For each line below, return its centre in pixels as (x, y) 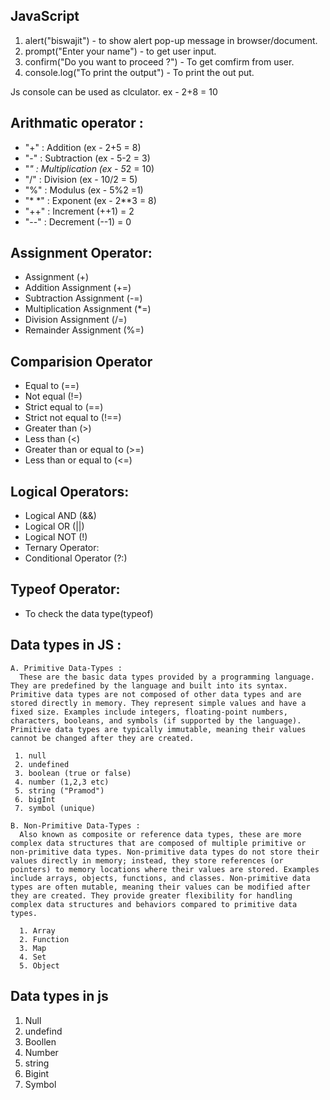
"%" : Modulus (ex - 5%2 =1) (84, 190)
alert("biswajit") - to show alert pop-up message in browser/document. (171, 40)
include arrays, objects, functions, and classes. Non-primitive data (160, 878)
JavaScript (45, 16)
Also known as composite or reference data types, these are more (160, 834)
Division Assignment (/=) (76, 320)
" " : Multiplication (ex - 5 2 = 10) (89, 168)
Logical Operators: (70, 491)
